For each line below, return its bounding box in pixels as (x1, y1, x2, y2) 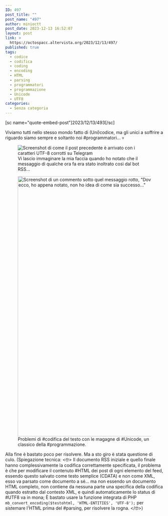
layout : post (5, 31, 33, 36)
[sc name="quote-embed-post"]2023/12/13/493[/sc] (5, 119, 115, 125)
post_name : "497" (5, 17, 42, 22)
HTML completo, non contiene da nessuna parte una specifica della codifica (5, 484, 163, 489)
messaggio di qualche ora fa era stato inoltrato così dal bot (18, 161, 139, 167)
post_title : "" (5, 12, 37, 17)
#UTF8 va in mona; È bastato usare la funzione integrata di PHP (5, 494, 137, 500)
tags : (5, 49, 17, 54)
